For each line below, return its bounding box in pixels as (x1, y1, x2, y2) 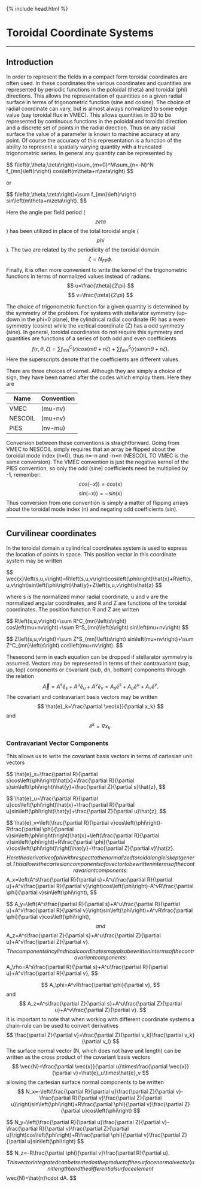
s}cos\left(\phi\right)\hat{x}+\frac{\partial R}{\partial (6, 777, 135, 784)
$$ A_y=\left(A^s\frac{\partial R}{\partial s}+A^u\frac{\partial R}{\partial (6, 901, 181, 908)
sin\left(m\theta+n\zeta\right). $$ (6, 197, 87, 204)
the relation (6, 672, 35, 679)
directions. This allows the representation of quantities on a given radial (6, 92, 182, 99)
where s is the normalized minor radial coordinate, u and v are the (6, 593, 169, 600)
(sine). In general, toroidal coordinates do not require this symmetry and (6, 328, 184, 335)
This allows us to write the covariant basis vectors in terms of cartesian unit (6, 753, 193, 760)
